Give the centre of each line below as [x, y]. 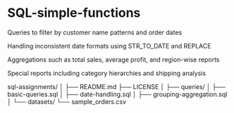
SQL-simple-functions [74, 13]
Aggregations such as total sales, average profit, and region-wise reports [113, 59]
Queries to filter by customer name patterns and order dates [95, 32]
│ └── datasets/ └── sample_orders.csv [67, 101]
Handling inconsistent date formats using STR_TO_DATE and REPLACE [109, 46]
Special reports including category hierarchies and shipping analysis [107, 73]
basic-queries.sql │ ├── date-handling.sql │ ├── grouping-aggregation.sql [117, 94]
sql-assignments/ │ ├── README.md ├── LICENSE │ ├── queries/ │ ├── [116, 86]
